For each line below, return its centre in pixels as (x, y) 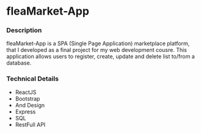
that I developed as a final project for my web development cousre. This (97, 50)
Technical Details (33, 79)
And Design (30, 105)
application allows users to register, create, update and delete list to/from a (100, 57)
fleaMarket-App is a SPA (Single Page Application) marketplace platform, (98, 43)
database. (19, 63)
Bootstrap (27, 98)
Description (24, 31)
